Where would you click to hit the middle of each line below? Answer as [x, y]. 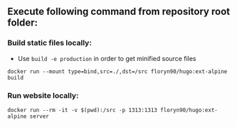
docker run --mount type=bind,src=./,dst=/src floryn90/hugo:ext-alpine [117, 71]
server [39, 116]
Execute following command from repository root [118, 12]
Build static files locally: [50, 43]
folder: [22, 23]
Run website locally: [43, 95]
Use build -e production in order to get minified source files [107, 58]
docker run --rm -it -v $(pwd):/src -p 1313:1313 [83, 110]
